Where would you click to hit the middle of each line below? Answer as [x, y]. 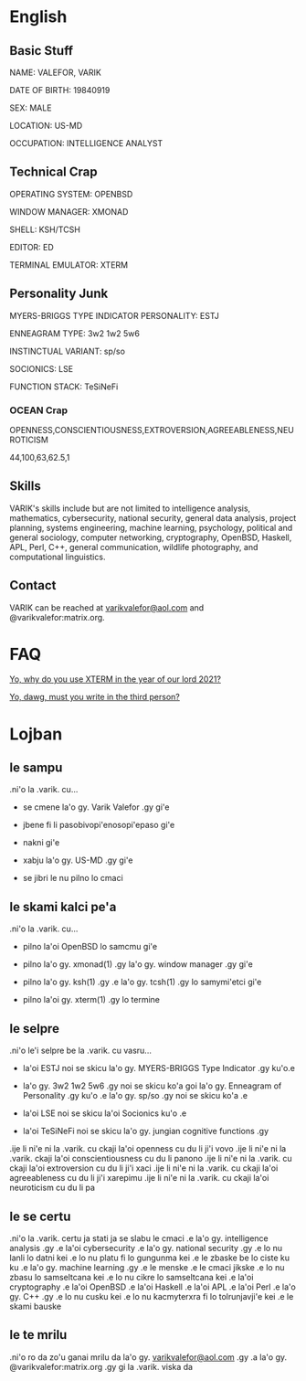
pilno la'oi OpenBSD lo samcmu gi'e [90, 947]
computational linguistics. [58, 557]
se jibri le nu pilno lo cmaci [73, 878]
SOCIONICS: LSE [42, 368]
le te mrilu [38, 1335]
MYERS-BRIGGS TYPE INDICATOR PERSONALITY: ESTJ [114, 315]
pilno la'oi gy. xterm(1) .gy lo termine [91, 1000]
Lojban [36, 734]
